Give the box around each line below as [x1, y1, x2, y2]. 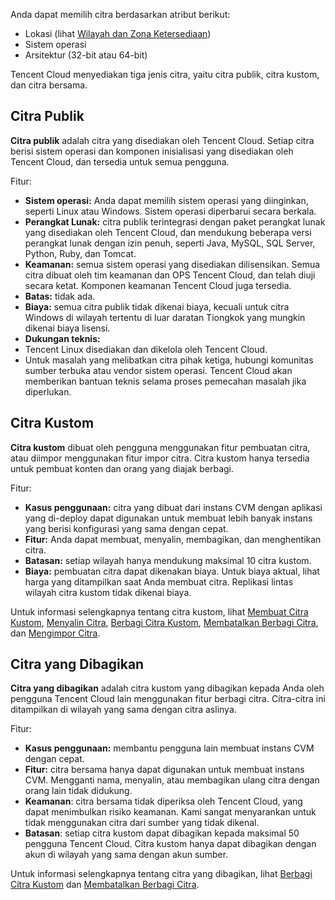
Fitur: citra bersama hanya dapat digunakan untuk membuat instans [24, 764, 305, 776]
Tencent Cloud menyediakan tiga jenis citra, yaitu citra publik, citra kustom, [10, 69, 320, 80]
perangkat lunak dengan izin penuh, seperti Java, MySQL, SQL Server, [24, 237, 316, 249]
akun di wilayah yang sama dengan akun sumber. [24, 849, 229, 861]
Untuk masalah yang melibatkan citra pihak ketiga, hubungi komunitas [24, 354, 314, 366]
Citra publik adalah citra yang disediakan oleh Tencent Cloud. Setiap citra [10, 134, 315, 146]
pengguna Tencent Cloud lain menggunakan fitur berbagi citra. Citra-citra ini [10, 693, 326, 705]
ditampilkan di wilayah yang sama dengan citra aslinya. [10, 704, 237, 716]
